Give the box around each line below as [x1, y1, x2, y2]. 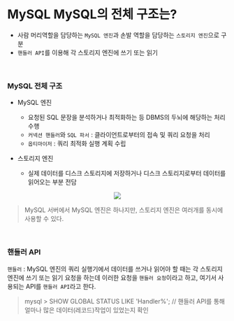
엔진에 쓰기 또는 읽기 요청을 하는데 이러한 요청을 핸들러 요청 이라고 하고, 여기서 [7, 273, 217, 282]
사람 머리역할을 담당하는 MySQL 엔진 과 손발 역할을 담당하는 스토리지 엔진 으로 [17, 31, 220, 39]
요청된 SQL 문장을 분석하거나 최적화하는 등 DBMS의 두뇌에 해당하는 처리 [27, 113, 226, 122]
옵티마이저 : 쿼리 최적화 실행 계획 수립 [27, 139, 126, 148]
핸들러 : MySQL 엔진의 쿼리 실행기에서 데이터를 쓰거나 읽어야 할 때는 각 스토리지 [7, 264, 223, 273]
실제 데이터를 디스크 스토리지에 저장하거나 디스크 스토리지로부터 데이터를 [27, 169, 226, 178]
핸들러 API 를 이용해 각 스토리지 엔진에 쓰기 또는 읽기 [17, 48, 159, 57]
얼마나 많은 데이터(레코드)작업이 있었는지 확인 [24, 306, 149, 314]
